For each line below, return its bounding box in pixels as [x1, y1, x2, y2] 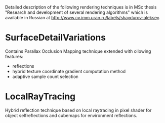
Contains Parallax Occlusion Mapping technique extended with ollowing [5, 48, 152, 54]
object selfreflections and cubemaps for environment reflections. [5, 112, 137, 118]
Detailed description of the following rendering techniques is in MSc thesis [5, 4, 157, 10]
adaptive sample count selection [12, 74, 79, 80]
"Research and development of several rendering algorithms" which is [5, 9, 148, 15]
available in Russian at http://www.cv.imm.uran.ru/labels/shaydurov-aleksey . [5, 15, 161, 20]
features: [5, 53, 24, 59]
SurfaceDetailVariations [5, 32, 106, 43]
